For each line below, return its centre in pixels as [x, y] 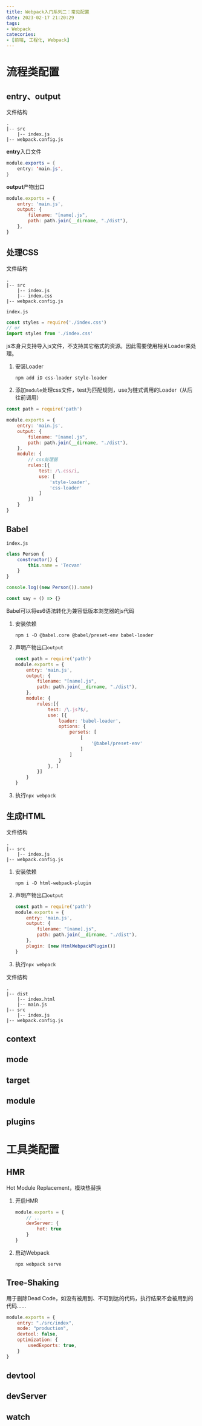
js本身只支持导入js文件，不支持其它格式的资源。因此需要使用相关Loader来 [99, 346]
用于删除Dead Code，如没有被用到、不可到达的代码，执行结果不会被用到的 [100, 1298]
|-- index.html [36, 999]
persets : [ [83, 732]
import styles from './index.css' [50, 334]
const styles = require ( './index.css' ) [57, 322]
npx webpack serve [38, 1264]
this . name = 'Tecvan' [55, 565]
